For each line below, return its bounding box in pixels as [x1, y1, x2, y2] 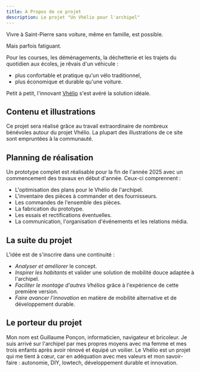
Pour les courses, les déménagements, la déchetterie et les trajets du [6, 54, 177, 61]
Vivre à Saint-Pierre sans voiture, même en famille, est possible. [6, 30, 164, 38]
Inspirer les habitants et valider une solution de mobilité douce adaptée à [14, 269, 195, 276]
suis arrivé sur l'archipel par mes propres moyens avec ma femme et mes [6, 340, 187, 347]
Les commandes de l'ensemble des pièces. [14, 199, 122, 206]
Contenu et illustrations [6, 107, 96, 117]
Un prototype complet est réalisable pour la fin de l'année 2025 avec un [6, 168, 183, 176]
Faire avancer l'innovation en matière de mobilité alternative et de [14, 294, 177, 301]
